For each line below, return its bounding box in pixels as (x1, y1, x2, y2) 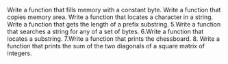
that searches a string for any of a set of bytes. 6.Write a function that (7, 27, 204, 35)
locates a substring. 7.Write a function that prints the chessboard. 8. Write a (7, 35, 220, 43)
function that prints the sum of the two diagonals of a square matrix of (7, 42, 205, 50)
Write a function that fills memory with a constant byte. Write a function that (7, 6, 221, 14)
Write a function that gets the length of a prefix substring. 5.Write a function (7, 20, 221, 28)
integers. (7, 49, 32, 57)
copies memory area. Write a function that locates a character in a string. (7, 13, 214, 21)
